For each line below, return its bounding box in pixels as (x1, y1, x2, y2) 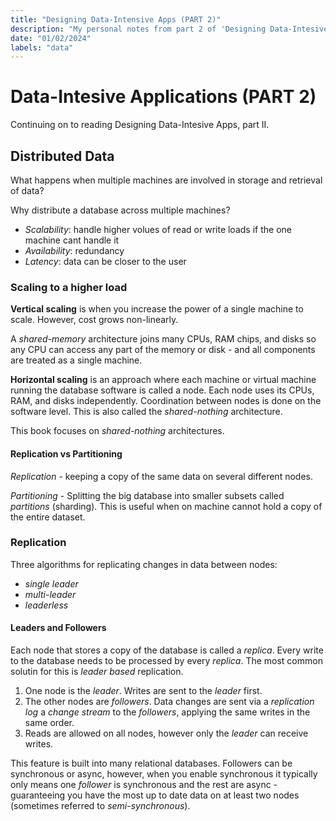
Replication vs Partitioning (10, 447, 123, 460)
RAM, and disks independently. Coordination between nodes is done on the (10, 395, 322, 407)
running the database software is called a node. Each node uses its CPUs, (10, 384, 315, 396)
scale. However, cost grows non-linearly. (10, 314, 179, 326)
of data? (10, 185, 45, 196)
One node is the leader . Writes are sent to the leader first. (24, 685, 263, 696)
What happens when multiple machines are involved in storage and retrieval (10, 174, 323, 186)
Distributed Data (10, 147, 115, 165)
